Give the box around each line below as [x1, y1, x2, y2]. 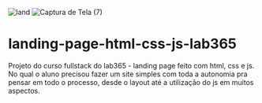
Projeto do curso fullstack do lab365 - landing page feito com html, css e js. [8, 61, 255, 70]
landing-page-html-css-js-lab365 [8, 35, 237, 53]
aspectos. [8, 86, 41, 95]
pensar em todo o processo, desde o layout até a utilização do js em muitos [8, 77, 254, 86]
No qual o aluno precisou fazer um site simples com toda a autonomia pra [8, 69, 248, 79]
